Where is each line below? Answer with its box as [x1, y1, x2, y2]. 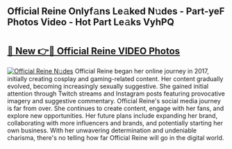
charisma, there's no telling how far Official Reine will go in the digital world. [7, 134, 224, 141]
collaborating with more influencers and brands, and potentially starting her [7, 119, 224, 127]
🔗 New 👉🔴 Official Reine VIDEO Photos [7, 45, 181, 57]
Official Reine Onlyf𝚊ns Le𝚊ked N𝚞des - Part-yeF [7, 6, 225, 17]
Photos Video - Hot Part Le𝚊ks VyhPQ [7, 17, 175, 28]
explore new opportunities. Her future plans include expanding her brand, [7, 112, 217, 120]
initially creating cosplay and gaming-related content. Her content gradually [7, 75, 224, 82]
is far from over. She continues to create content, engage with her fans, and [7, 104, 224, 112]
